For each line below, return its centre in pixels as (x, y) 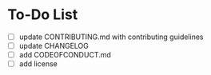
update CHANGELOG (54, 46)
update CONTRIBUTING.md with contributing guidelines (111, 37)
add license (38, 64)
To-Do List (43, 15)
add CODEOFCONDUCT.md (65, 55)
